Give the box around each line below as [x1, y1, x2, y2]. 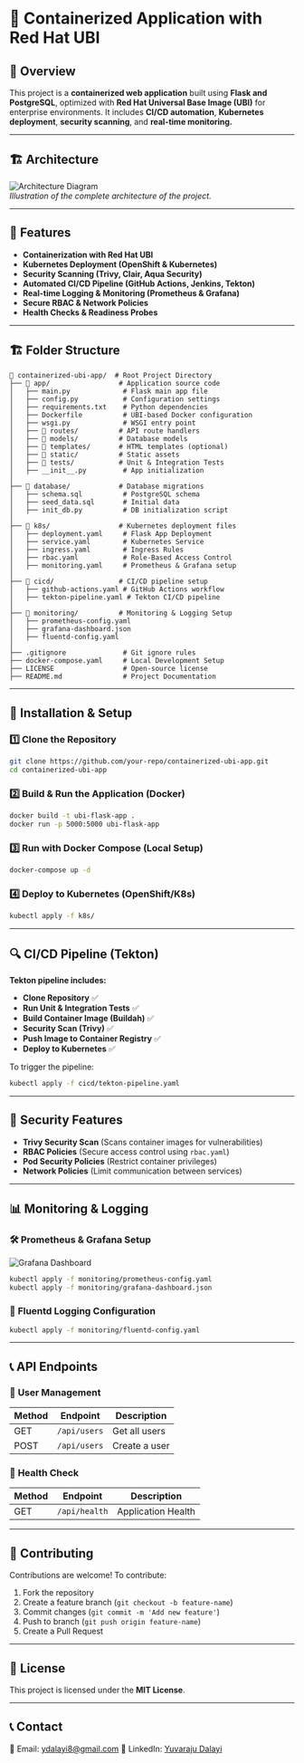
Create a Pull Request [22, 1625, 104, 1637]
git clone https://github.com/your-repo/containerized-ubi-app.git [9, 757, 270, 766]
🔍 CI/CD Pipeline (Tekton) [9, 946, 159, 962]
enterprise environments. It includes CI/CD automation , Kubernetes [9, 107, 264, 117]
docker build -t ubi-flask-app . [9, 811, 136, 820]
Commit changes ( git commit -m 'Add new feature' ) [22, 1606, 220, 1617]
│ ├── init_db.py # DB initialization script [9, 506, 229, 515]
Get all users [112, 1425, 166, 1438]
